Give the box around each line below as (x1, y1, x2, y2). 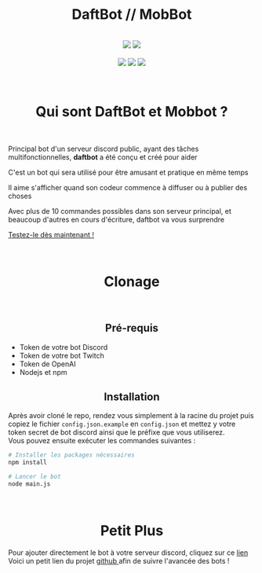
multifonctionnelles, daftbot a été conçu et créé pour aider (8, 152, 198, 162)
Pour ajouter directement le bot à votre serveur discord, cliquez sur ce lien (8, 548, 249, 557)
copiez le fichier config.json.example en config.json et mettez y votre (8, 419, 236, 429)
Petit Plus (100, 522, 164, 540)
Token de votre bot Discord (19, 342, 108, 351)
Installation (104, 391, 160, 404)
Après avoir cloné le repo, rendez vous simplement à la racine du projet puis (8, 411, 254, 421)
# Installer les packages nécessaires (8, 451, 135, 459)
